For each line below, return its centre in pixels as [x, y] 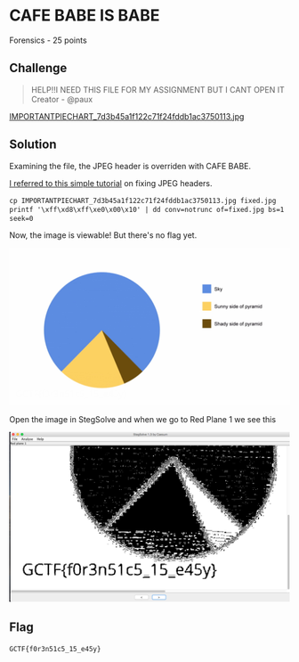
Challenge [38, 68]
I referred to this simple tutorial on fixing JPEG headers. [111, 183]
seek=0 [21, 218]
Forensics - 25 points [48, 40]
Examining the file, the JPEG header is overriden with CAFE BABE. [130, 166]
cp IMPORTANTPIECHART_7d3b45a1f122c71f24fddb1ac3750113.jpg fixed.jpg [143, 200]
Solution [33, 145]
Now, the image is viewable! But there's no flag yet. [103, 235]
